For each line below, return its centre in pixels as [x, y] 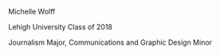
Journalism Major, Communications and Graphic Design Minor [110, 42]
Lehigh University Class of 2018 [61, 27]
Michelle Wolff [32, 12]
